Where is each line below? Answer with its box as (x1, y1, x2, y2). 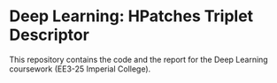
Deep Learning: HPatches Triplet (9, 6, 254, 26)
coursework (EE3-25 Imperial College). (9, 64, 151, 74)
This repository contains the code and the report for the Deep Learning (9, 54, 268, 64)
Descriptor (9, 25, 90, 45)
